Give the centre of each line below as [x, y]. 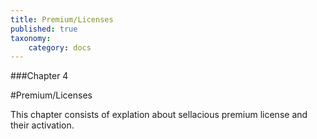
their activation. [42, 125]
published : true [44, 29]
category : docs [60, 47]
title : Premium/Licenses [62, 19]
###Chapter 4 [39, 76]
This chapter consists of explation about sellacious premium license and [159, 115]
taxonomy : [31, 38]
